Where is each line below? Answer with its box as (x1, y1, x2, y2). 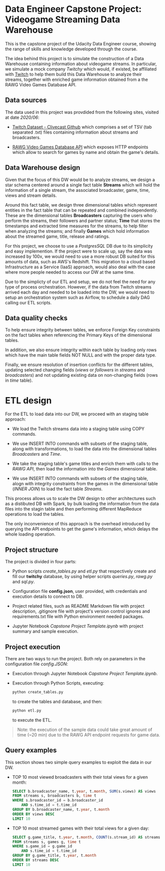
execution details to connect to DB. (12, 593, 84, 600)
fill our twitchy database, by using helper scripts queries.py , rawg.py (12, 574, 153, 580)
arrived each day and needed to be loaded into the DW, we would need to (5, 289, 155, 295)
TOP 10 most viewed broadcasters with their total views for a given (12, 774, 148, 780)
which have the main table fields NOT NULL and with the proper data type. (5, 352, 157, 358)
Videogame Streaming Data (5, 14, 121, 25)
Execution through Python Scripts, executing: (12, 680, 104, 686)
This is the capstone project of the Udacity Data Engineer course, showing (5, 40, 157, 46)
